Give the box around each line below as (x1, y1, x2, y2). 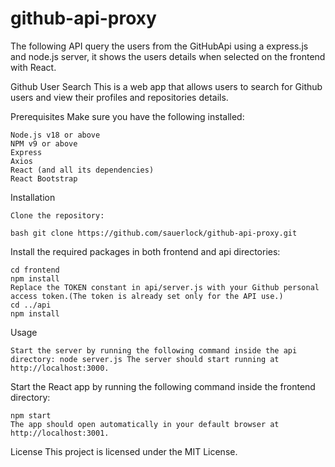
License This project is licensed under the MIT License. (10, 445, 238, 457)
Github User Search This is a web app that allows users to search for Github (10, 80, 323, 92)
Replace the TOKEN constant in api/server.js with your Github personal (10, 282, 320, 292)
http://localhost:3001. (10, 428, 110, 438)
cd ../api (10, 300, 52, 310)
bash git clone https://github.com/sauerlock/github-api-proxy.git (10, 228, 298, 238)
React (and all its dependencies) (10, 165, 155, 175)
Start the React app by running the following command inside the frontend (10, 380, 316, 392)
